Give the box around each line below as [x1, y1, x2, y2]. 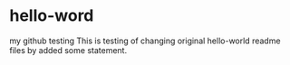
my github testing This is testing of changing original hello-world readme [9, 35, 281, 46]
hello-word [9, 5, 94, 26]
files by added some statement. [9, 44, 128, 55]
